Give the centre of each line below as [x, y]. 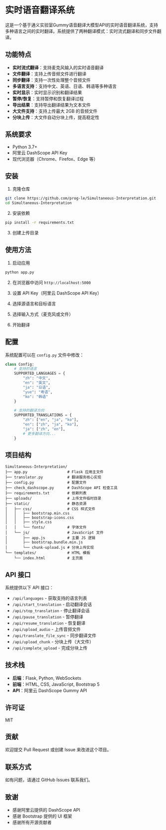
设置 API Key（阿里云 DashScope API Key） [57, 293]
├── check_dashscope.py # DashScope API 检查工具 [61, 488]
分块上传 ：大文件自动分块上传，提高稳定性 [56, 117]
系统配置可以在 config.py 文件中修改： [45, 355]
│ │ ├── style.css [28, 522]
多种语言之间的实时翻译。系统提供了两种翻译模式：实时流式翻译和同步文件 [81, 31]
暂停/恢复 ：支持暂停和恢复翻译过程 [48, 99]
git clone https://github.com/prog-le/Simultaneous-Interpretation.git [81, 199]
